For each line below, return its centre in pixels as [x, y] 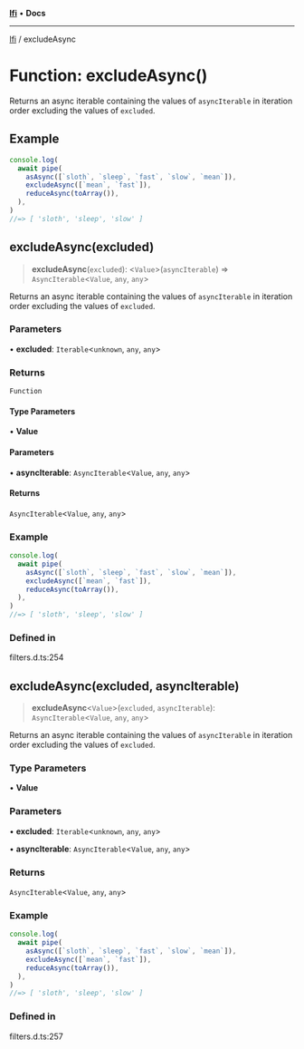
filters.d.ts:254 [37, 657]
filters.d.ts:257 [36, 1036]
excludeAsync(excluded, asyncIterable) [124, 686]
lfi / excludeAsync [43, 39]
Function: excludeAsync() [109, 76]
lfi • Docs [28, 13]
